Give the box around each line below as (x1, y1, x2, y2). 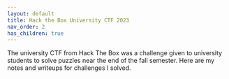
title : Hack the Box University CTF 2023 (7, 17, 130, 24)
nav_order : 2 (7, 23, 45, 30)
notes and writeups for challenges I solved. (7, 64, 131, 72)
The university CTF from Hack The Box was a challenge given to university (7, 49, 222, 57)
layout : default (7, 10, 54, 17)
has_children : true (7, 29, 64, 37)
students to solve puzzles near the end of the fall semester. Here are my (7, 57, 215, 65)
